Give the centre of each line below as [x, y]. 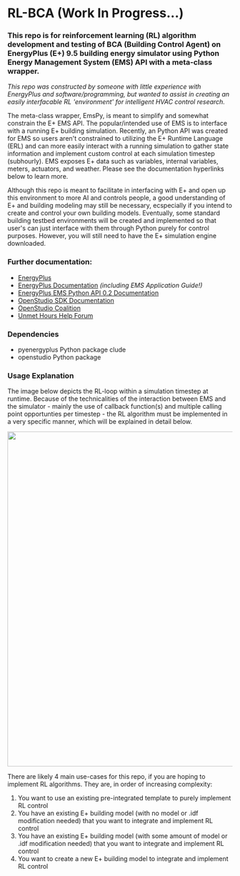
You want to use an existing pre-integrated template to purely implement [124, 798]
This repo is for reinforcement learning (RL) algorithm [102, 36]
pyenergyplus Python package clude [72, 350]
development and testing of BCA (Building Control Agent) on [114, 44]
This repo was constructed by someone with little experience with [104, 86]
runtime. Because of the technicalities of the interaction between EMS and [117, 399]
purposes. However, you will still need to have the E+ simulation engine [112, 236]
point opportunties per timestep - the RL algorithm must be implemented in [117, 414]
